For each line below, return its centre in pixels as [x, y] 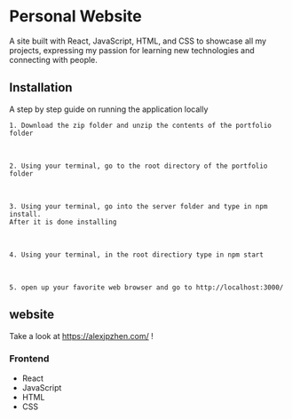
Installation [41, 87]
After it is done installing [63, 222]
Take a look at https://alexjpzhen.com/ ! [81, 336]
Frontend [29, 359]
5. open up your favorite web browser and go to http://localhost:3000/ [146, 287]
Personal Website [75, 16]
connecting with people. [53, 59]
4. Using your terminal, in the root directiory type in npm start [137, 255]
